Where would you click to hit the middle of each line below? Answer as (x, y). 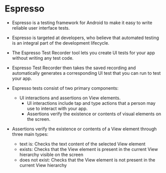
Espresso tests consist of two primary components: (65, 88)
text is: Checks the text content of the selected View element (82, 144)
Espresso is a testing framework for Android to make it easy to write (82, 23)
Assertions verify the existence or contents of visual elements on (94, 114)
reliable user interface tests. (41, 28)
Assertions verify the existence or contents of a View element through (84, 129)
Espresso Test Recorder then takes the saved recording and (74, 68)
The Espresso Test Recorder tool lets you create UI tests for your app (83, 53)
